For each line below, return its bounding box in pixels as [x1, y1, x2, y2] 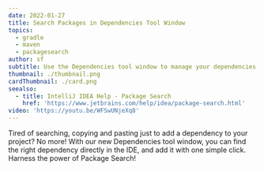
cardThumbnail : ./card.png [8, 77, 97, 85]
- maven [15, 41, 41, 49]
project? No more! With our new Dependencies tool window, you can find [8, 137, 247, 146]
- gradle [15, 33, 44, 42]
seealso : [8, 84, 37, 93]
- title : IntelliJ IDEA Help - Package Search [15, 92, 172, 100]
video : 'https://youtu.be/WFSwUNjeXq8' [8, 107, 140, 115]
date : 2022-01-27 [8, 11, 66, 20]
